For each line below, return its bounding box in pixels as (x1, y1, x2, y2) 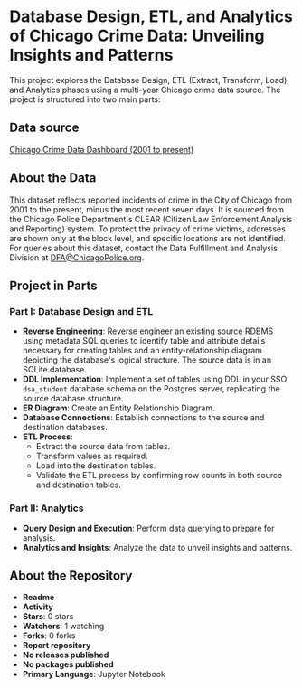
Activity (22, 601, 54, 612)
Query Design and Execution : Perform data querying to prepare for (22, 523, 275, 533)
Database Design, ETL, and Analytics (9, 6, 294, 27)
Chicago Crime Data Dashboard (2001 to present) (9, 144, 194, 155)
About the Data (9, 170, 97, 186)
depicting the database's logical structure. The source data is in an (22, 354, 272, 365)
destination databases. (22, 422, 109, 433)
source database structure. (22, 393, 124, 404)
